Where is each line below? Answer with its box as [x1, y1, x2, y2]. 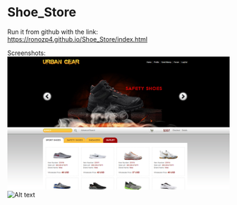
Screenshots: [7, 49, 46, 57]
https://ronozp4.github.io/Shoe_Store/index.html [7, 35, 148, 43]
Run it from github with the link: [7, 27, 99, 36]
